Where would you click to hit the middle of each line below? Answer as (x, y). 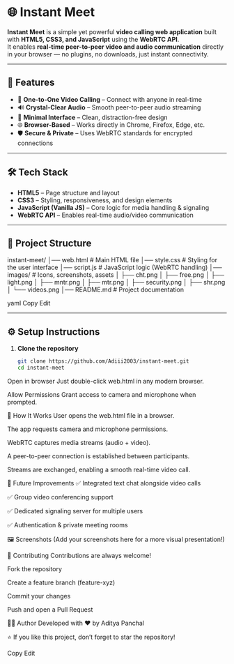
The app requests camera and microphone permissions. (88, 429)
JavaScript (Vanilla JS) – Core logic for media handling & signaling (113, 207)
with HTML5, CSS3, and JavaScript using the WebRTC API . (93, 39)
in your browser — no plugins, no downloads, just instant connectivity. (108, 54)
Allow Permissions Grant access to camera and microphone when (102, 394)
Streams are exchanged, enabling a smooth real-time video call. (99, 469)
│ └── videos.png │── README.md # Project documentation (96, 289)
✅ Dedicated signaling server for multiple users (75, 511)
